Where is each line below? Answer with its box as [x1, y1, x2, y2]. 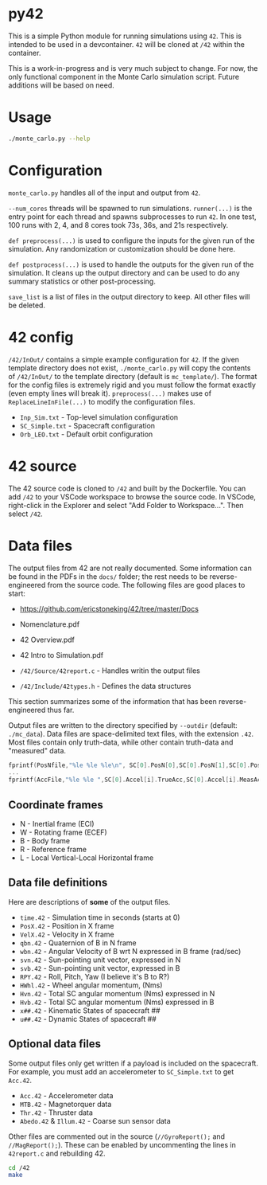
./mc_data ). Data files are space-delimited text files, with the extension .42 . [8, 729, 254, 738]
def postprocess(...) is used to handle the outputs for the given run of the [8, 260, 254, 269]
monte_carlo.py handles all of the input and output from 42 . [8, 188, 201, 197]
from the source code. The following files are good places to [47, 580, 246, 589]
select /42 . [8, 509, 44, 518]
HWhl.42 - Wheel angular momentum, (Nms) [19, 980, 163, 990]
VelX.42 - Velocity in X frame [19, 929, 115, 939]
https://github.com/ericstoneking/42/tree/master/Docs [19, 604, 199, 613]
